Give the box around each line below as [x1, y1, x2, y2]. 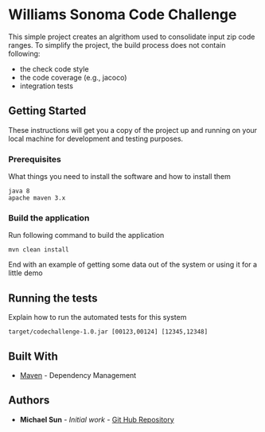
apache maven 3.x [8, 194, 66, 202]
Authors [8, 394, 50, 407]
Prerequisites [8, 154, 61, 165]
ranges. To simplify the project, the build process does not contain [8, 40, 226, 49]
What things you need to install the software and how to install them [8, 172, 231, 181]
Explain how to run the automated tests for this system [8, 313, 187, 322]
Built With [8, 349, 58, 363]
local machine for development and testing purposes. [8, 134, 184, 143]
